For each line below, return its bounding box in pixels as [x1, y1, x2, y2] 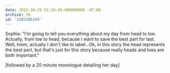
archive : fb [5, 12, 30, 17]
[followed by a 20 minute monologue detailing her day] [5, 62, 120, 68]
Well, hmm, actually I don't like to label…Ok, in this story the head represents [5, 42, 165, 48]
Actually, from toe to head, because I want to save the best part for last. [5, 36, 155, 42]
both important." [5, 52, 40, 58]
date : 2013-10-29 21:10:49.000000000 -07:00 [5, 7, 101, 13]
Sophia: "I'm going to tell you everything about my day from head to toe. [5, 31, 156, 37]
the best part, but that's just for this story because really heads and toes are [5, 47, 164, 53]
